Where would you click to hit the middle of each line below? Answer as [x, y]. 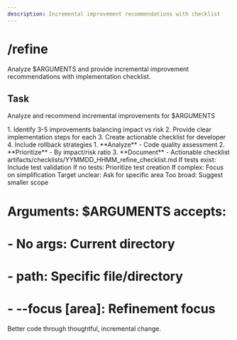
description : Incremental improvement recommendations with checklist [114, 14]
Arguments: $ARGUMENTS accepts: [117, 211]
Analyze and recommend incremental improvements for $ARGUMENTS [111, 116]
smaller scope [28, 183]
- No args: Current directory [91, 244]
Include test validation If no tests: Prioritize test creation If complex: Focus [116, 167]
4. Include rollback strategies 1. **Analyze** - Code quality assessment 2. [116, 145]
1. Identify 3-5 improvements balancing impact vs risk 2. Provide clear [109, 129]
